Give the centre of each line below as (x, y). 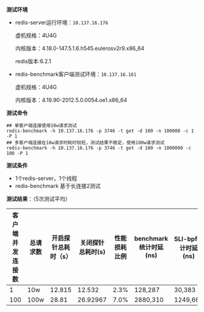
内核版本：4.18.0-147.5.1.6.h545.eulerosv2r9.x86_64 (80, 48)
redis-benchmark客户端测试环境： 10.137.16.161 (76, 74)
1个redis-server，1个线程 (46, 178)
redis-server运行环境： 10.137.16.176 (61, 23)
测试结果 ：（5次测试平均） (39, 199)
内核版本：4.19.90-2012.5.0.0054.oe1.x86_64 (71, 100)
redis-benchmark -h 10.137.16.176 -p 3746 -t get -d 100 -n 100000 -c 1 (100, 131)
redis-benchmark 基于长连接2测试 (58, 186)
